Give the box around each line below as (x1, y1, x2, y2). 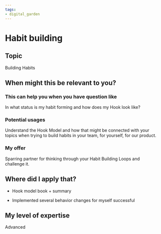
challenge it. (5, 161, 30, 167)
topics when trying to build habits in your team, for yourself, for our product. (5, 133, 156, 138)
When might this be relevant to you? (5, 79, 117, 87)
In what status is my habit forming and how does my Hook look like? (5, 104, 141, 110)
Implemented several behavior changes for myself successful (12, 197, 135, 203)
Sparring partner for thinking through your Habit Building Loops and (5, 156, 140, 162)
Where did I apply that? (5, 175, 76, 184)
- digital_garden (5, 12, 40, 17)
